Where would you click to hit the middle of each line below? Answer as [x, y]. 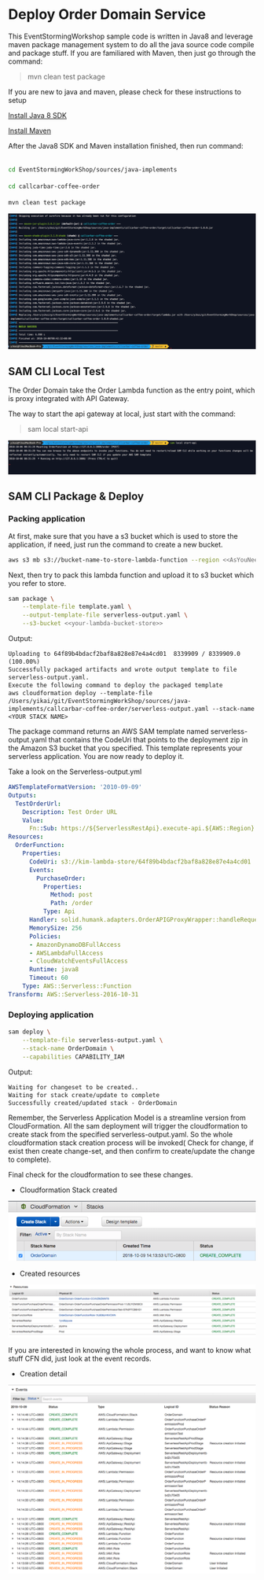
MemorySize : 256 [55, 928]
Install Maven [29, 131]
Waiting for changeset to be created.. [73, 1087]
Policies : [45, 936]
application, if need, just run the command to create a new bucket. [115, 544]
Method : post [71, 895]
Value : [33, 820]
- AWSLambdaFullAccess [66, 953]
